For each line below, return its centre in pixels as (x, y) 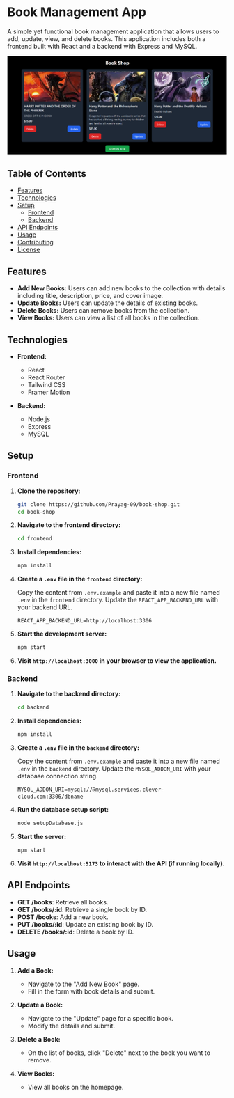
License (29, 250)
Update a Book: (40, 1005)
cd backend (33, 707)
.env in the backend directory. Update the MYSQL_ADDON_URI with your (114, 769)
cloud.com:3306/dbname (50, 797)
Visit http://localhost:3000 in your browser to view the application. (117, 661)
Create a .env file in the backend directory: (78, 748)
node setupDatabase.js (50, 823)
